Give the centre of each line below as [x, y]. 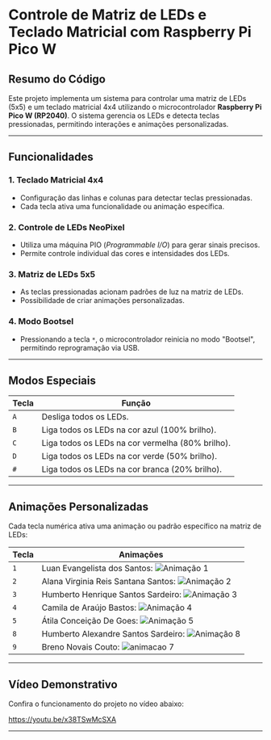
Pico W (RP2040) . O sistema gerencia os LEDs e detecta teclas [114, 116]
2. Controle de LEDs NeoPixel [67, 227]
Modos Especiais [52, 380]
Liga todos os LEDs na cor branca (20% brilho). [132, 469]
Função [136, 403]
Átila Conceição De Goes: [90, 621]
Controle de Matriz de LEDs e [108, 15]
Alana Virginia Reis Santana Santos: [108, 582]
